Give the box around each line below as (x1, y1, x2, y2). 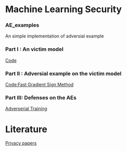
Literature (5, 123, 48, 135)
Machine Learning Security (5, 4, 122, 15)
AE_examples (5, 22, 39, 29)
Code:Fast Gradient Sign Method (5, 82, 74, 88)
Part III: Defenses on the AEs (5, 94, 77, 101)
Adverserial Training (5, 105, 48, 112)
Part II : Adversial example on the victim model (5, 70, 121, 77)
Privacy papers (5, 140, 37, 146)
